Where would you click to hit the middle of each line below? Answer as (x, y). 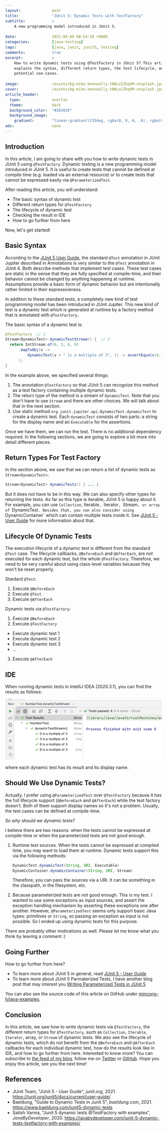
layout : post (33, 10)
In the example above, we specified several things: (57, 375)
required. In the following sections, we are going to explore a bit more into (81, 437)
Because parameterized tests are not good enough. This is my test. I (82, 895)
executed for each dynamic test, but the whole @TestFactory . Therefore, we (83, 559)
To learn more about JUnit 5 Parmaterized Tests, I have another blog (82, 979)
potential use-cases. (36, 74)
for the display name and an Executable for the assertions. (72, 422)
